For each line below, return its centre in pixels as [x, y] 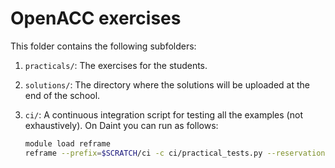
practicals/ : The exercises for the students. [116, 65]
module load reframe [67, 143]
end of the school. [62, 95]
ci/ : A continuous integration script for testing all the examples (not [163, 114]
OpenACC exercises [96, 18]
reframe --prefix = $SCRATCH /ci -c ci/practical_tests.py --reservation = [177, 153]
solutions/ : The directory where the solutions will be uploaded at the [167, 84]
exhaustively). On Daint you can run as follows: [121, 125]
